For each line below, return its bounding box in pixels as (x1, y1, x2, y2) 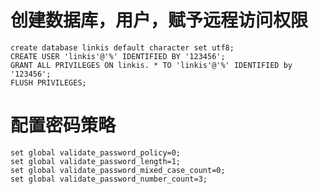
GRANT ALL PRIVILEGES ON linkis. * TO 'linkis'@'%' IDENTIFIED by (10, 60, 293, 70)
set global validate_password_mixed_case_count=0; (10, 165, 226, 175)
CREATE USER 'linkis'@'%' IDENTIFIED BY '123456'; (10, 51, 226, 61)
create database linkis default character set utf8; (10, 42, 235, 53)
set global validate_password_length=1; (10, 156, 182, 166)
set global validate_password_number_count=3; (10, 174, 208, 184)
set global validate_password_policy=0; (10, 147, 182, 158)
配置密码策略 (10, 114, 117, 137)
